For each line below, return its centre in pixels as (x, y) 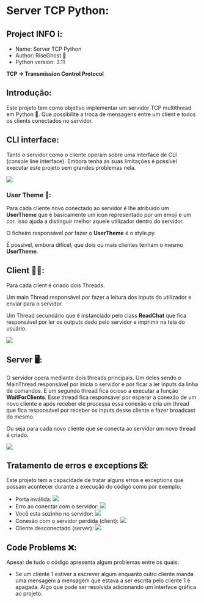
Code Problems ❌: (42, 547)
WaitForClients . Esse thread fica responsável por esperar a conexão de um (101, 397)
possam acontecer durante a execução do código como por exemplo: (94, 487)
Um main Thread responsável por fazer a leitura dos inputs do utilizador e (99, 297)
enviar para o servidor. (35, 304)
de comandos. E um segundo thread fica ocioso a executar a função (93, 390)
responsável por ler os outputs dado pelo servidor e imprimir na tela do (96, 322)
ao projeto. (29, 594)
